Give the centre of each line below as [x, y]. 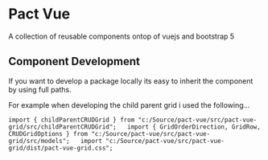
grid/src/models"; [39, 141]
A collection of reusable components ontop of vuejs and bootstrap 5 [122, 36]
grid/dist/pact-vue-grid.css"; [61, 148]
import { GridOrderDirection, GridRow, [194, 127]
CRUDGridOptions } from [48, 133]
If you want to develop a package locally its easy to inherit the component [131, 80]
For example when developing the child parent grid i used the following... [129, 105]
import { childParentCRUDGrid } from [72, 120]
